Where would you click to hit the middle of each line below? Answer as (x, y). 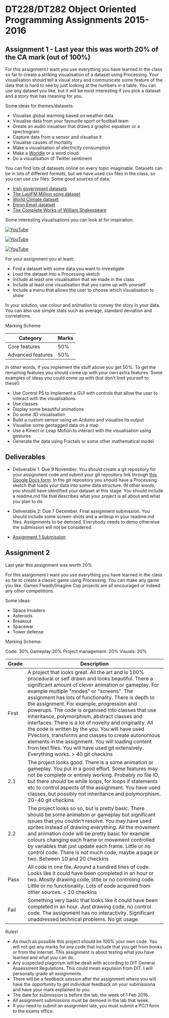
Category (30, 338)
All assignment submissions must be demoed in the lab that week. (81, 1000)
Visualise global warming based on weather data (63, 115)
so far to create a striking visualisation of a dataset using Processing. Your (82, 75)
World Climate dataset (35, 199)
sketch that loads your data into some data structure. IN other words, (84, 485)
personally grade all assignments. (47, 973)
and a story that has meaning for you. (44, 96)
